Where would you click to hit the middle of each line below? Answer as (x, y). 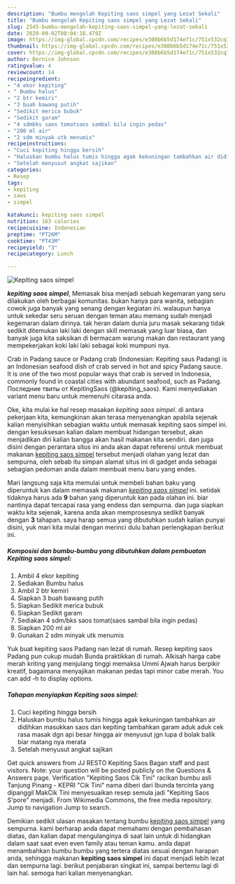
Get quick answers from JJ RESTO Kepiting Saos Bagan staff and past (108, 763)
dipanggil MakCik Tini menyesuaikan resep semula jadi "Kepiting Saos (108, 793)
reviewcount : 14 (31, 72)
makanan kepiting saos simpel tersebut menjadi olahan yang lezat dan (108, 455)
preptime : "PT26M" (34, 234)
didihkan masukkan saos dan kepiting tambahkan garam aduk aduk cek (120, 727)
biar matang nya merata (51, 742)
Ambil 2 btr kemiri (43, 591)
